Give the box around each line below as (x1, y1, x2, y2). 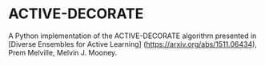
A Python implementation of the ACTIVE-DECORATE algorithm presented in (8, 31, 257, 40)
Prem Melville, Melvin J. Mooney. (8, 48, 118, 57)
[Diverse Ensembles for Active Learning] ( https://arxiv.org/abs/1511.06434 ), (8, 39, 258, 48)
